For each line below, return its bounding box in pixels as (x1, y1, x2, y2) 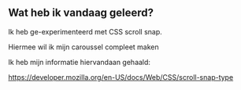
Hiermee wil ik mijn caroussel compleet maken (8, 42, 159, 52)
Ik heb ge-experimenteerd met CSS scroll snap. (8, 27, 163, 36)
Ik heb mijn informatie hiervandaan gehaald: (8, 57, 151, 67)
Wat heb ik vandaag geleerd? (8, 6, 154, 20)
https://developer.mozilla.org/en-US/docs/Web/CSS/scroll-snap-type (8, 72, 234, 81)
